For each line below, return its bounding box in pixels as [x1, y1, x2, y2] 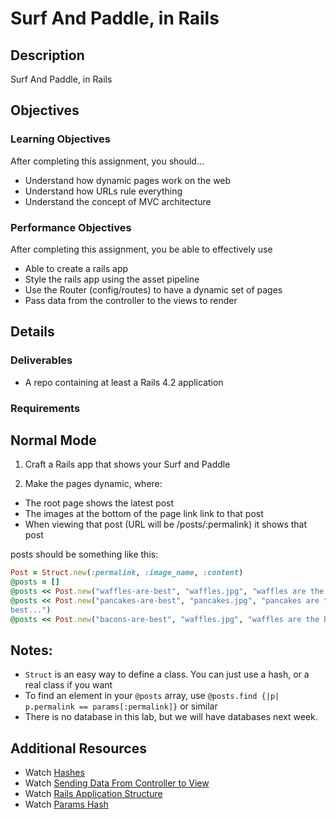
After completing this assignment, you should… [10, 155, 205, 167]
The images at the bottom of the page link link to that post [24, 508, 264, 520]
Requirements [10, 401, 81, 415]
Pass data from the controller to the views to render [24, 294, 238, 306]
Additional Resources [10, 740, 147, 757]
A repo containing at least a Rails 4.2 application [24, 376, 224, 388]
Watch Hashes [24, 767, 85, 779]
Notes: [10, 642, 53, 659]
